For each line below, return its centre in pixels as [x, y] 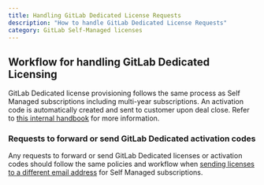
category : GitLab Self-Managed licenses [76, 30]
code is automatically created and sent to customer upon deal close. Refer [129, 110]
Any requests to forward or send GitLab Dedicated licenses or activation [125, 156]
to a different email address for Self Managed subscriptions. [106, 172]
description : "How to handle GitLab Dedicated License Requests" [117, 23]
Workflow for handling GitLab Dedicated [109, 62]
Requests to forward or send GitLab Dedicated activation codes [132, 139]
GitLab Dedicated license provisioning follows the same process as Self [124, 93]
